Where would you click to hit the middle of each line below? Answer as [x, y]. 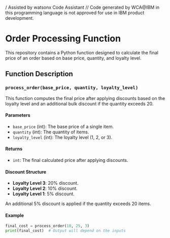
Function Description [39, 74]
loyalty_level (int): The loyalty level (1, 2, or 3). [62, 137]
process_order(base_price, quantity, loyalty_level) [72, 88]
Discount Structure [26, 172]
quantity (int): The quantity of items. [51, 132]
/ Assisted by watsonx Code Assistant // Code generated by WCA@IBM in [82, 7]
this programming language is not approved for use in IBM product [75, 13]
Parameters [18, 115]
